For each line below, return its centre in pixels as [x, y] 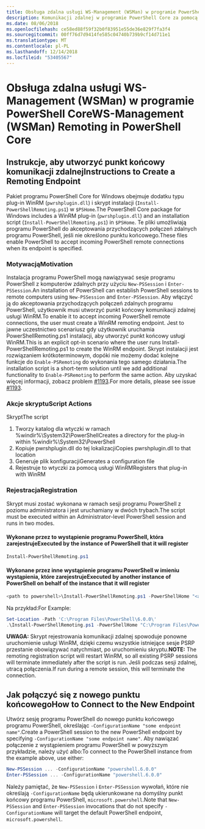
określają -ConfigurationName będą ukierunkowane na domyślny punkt [95, 793]
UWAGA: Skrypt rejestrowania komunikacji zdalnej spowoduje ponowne [97, 636]
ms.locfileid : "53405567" [39, 58]
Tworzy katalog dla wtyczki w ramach [63, 429]
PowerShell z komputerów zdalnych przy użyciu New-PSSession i [86, 284]
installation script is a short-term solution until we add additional [87, 368]
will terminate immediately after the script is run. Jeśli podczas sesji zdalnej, [102, 663]
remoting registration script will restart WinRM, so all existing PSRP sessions [102, 656]
